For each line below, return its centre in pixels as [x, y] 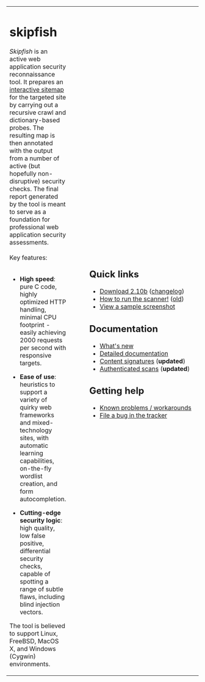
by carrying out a [34, 105]
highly [29, 295]
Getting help [117, 391]
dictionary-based [35, 120]
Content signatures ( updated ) [143, 361]
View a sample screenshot [138, 307]
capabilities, [37, 461]
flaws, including [42, 597]
